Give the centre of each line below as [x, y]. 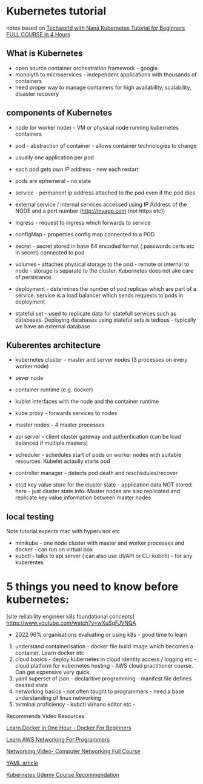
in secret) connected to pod [50, 252]
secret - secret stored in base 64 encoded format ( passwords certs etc [105, 246]
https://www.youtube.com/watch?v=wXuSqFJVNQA [71, 623]
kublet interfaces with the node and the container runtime [87, 402]
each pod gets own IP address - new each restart [77, 169]
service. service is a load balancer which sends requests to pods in [99, 295]
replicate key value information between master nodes [83, 497]
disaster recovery [37, 94]
